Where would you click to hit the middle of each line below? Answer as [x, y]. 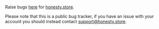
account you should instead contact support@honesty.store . [66, 22]
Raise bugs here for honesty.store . [40, 7]
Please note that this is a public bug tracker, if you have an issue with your [79, 16]
